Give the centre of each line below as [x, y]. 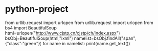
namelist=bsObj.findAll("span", [105, 38]
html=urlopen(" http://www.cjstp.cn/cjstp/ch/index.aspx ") [63, 33]
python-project [37, 9]
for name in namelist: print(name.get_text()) [86, 43]
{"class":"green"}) [23, 43]
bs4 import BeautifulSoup [31, 27]
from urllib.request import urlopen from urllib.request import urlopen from [79, 23]
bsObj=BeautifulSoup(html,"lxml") [39, 38]
